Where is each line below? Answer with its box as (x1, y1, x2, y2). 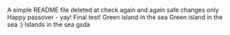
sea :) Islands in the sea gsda (7, 21, 90, 28)
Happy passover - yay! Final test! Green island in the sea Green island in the (7, 13, 223, 21)
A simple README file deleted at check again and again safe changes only (7, 6, 219, 14)
